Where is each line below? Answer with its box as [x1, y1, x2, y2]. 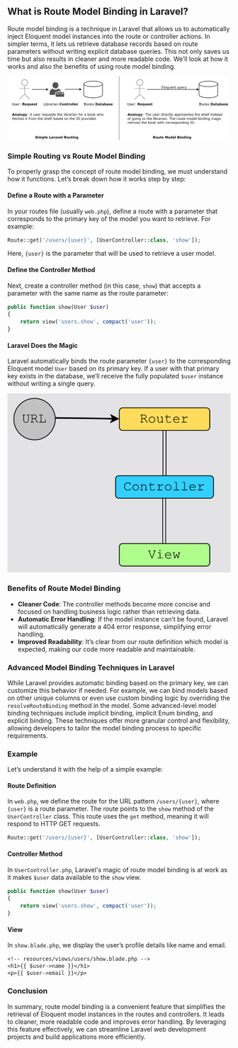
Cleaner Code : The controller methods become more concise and [17, 599, 211, 608]
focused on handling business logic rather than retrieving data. [17, 607, 201, 616]
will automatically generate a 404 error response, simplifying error [17, 622, 212, 631]
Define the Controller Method [7, 265, 96, 274]
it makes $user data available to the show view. [7, 873, 142, 881]
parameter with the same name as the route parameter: [7, 288, 169, 297]
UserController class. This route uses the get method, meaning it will [7, 812, 209, 821]
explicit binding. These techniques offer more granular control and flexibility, [7, 716, 230, 725]
